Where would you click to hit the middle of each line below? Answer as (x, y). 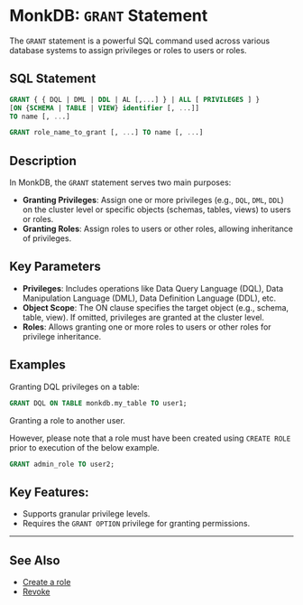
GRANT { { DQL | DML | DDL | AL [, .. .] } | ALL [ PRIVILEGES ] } (134, 99)
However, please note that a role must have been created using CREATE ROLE (150, 438)
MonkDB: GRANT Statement (109, 16)
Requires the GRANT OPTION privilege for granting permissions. (136, 524)
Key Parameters (55, 267)
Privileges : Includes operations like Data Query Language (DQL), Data (153, 288)
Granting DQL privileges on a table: (74, 386)
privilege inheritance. (62, 336)
